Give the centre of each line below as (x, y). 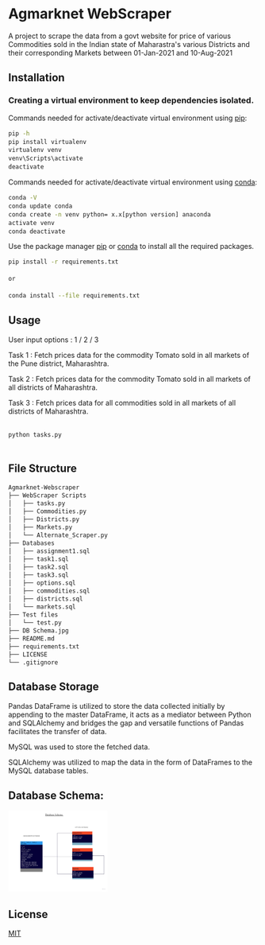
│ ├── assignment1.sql (49, 551)
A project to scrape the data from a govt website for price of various (120, 36)
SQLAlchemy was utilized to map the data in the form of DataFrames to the (131, 762)
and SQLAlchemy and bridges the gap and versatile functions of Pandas (126, 723)
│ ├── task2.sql (38, 567)
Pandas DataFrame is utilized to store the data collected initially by (117, 706)
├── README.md (32, 639)
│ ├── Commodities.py (48, 511)
